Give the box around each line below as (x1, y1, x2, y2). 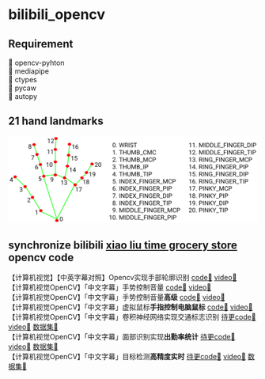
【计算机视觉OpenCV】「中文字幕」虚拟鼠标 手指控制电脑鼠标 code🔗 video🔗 (8, 302, 253, 312)
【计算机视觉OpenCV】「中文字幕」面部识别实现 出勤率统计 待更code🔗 (8, 332, 236, 342)
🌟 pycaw (8, 83, 37, 93)
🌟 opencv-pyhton (8, 58, 65, 67)
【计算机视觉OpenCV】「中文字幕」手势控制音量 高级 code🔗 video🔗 (8, 293, 225, 302)
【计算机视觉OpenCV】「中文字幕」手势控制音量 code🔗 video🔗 (8, 282, 212, 292)
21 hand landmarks (8, 115, 104, 128)
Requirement (8, 37, 74, 51)
